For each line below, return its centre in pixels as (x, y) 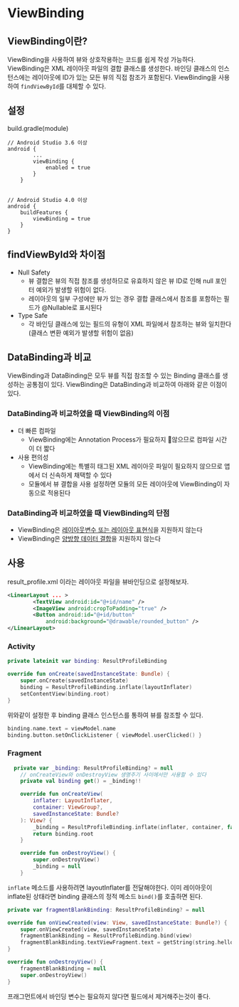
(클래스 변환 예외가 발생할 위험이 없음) (81, 333)
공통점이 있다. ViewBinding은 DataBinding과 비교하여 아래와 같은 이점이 (127, 385)
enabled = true (68, 167)
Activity (21, 646)
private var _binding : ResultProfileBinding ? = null (94, 768)
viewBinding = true (62, 218)
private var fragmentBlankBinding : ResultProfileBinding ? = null (106, 910)
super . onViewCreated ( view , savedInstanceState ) (92, 929)
